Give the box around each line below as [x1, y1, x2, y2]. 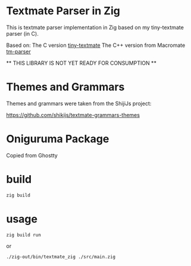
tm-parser [6, 47, 31, 55]
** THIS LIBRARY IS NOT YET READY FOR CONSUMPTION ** [6, 59, 156, 66]
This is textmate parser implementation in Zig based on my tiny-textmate [6, 24, 184, 31]
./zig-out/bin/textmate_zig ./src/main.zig [6, 254, 116, 260]
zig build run [6, 232, 42, 238]
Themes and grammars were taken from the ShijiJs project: [6, 100, 152, 107]
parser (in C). [6, 30, 39, 37]
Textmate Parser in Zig [6, 4, 120, 18]
